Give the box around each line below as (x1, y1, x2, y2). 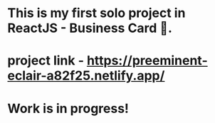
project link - (7, 53, 84, 69)
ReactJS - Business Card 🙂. (7, 20, 173, 36)
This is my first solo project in (7, 5, 186, 21)
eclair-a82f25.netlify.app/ (7, 68, 165, 84)
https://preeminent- (86, 53, 208, 69)
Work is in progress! (7, 100, 130, 117)
